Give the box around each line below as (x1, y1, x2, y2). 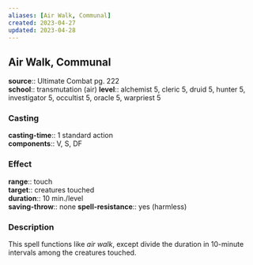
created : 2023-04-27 (8, 19, 77, 27)
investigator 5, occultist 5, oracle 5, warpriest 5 (8, 93, 161, 103)
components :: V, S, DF (8, 139, 83, 148)
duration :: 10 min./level (8, 193, 84, 203)
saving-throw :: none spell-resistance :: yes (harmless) (8, 202, 187, 211)
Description (8, 222, 55, 233)
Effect (8, 159, 32, 170)
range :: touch (8, 177, 53, 186)
